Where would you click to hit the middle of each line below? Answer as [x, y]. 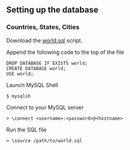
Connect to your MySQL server [45, 107]
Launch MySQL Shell [32, 85]
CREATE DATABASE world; [36, 68]
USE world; [20, 74]
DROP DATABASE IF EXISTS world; [47, 63]
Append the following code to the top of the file [65, 52]
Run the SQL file [27, 129]
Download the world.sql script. [44, 40]
